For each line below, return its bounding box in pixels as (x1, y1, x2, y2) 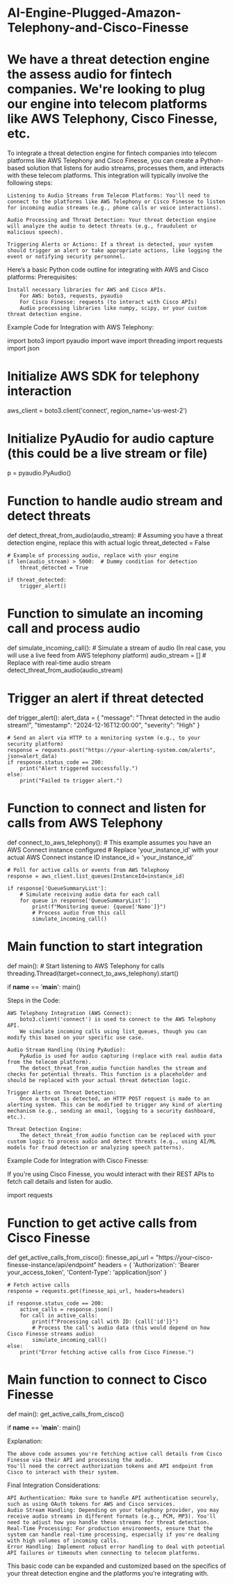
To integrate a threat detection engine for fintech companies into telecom (7, 149, 217, 158)
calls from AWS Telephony (7, 815, 163, 831)
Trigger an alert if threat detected (7, 690, 204, 706)
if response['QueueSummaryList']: (7, 884, 108, 891)
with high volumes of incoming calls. (7, 1537, 120, 1544)
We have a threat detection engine (7, 52, 210, 68)
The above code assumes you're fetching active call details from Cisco (7, 1450, 223, 1457)
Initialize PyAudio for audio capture (7, 431, 214, 447)
